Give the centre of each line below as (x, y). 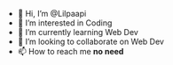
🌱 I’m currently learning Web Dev (78, 32)
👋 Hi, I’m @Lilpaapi (52, 14)
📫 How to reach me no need (71, 51)
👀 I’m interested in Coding (65, 23)
